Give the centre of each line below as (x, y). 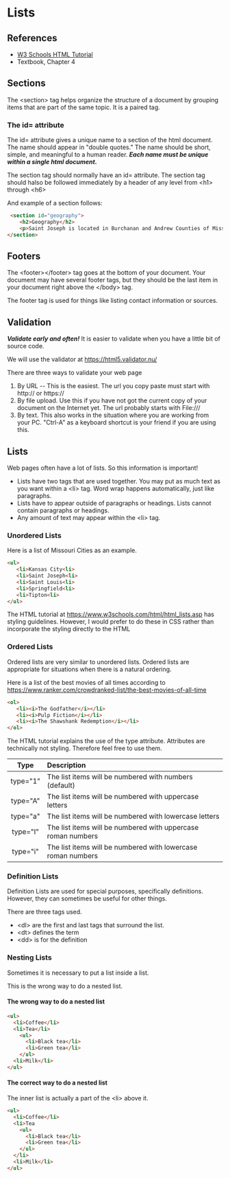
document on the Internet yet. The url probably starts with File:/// (108, 408)
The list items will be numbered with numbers (120, 777)
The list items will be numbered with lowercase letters (133, 817)
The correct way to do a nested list (57, 1083)
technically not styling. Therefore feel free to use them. (85, 748)
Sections (26, 83)
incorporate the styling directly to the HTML (69, 629)
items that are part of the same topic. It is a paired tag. (84, 107)
